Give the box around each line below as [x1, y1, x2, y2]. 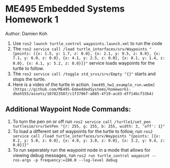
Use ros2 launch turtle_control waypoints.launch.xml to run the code [12, 40, 162, 46]
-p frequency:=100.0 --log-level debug [33, 157, 118, 162]
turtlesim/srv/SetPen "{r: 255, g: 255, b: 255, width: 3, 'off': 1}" [12, 123, 165, 129]
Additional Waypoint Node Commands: [5, 105, 131, 114]
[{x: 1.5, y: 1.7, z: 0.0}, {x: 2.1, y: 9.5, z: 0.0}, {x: [33, 51, 161, 56]
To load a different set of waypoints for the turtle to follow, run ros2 [12, 128, 153, 134]
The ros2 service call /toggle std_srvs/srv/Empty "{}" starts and [12, 70, 156, 76]
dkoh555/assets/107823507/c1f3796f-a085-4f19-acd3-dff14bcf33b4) [12, 91, 154, 96]
